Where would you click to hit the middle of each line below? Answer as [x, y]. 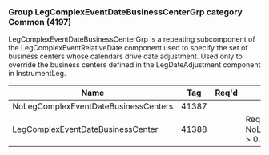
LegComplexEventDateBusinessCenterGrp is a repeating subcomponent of [132, 39]
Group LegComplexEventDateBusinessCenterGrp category [125, 12]
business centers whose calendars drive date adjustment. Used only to [125, 56]
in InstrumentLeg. [37, 74]
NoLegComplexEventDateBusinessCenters [93, 106]
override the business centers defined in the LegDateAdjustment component [134, 65]
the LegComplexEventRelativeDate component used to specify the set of [128, 48]
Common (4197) [40, 22]
